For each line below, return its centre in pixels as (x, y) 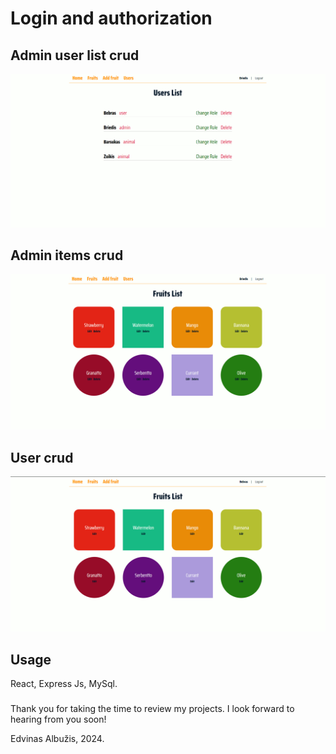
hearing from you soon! (58, 719)
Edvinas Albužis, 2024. (57, 739)
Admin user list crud (75, 55)
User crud (42, 457)
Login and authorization (111, 18)
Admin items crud (67, 255)
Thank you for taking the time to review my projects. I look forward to (152, 709)
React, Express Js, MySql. (64, 684)
